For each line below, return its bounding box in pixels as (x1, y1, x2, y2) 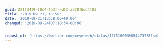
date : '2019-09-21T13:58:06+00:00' (5, 16, 77, 21)
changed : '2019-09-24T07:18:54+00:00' (5, 20, 83, 26)
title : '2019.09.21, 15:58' (5, 12, 62, 16)
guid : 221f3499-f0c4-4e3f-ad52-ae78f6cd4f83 (5, 7, 97, 12)
